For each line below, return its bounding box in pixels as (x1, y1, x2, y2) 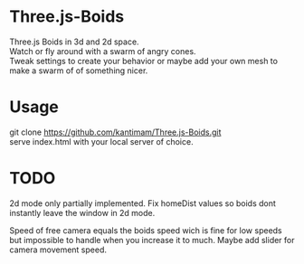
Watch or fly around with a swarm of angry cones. (9, 45, 196, 56)
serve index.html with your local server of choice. (9, 136, 194, 146)
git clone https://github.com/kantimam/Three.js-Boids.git (9, 127, 222, 137)
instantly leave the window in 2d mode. (9, 207, 156, 218)
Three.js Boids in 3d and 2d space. (9, 36, 139, 47)
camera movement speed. (9, 244, 107, 255)
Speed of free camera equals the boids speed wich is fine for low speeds (9, 224, 282, 236)
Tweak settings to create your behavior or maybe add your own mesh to (9, 55, 279, 66)
